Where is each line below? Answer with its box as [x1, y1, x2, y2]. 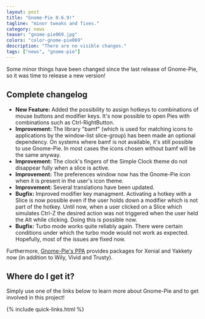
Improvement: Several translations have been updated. [15, 184, 154, 191]
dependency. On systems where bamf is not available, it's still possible [15, 138, 193, 145]
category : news [6, 26, 45, 32]
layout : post [6, 9, 40, 15]
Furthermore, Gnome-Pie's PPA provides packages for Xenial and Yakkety [6, 247, 192, 254]
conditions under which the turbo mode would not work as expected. [15, 229, 189, 236]
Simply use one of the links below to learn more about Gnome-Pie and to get [6, 287, 199, 295]
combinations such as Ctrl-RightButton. [15, 118, 115, 126]
